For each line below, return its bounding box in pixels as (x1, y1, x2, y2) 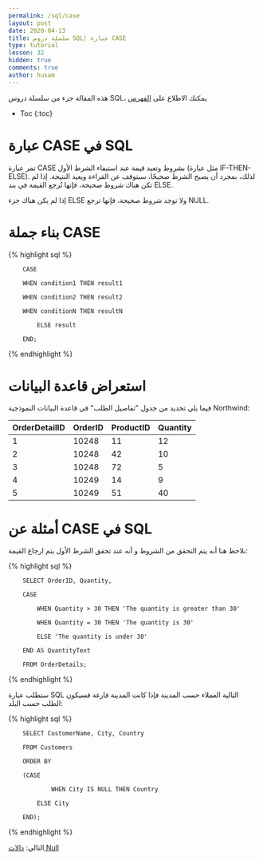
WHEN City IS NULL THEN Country (50, 786, 159, 794)
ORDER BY (22, 758, 52, 766)
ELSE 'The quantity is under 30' (37, 632, 148, 641)
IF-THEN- (219, 163, 251, 172)
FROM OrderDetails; (22, 660, 88, 669)
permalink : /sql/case (8, 11, 80, 20)
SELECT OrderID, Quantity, (22, 577, 112, 585)
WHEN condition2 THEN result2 (22, 293, 124, 301)
